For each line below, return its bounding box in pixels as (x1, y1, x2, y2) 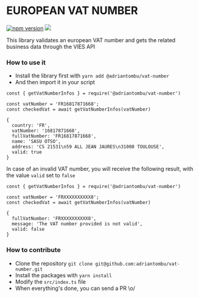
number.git (15, 266, 43, 272)
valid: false (12, 227, 45, 233)
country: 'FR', (12, 123, 51, 129)
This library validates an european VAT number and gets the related (6, 36, 176, 43)
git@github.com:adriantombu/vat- (95, 261, 180, 267)
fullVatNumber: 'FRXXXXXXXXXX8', (12, 216, 97, 222)
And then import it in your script (15, 79, 96, 86)
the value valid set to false (6, 172, 75, 179)
